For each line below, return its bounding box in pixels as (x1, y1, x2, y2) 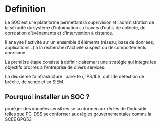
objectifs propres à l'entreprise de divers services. (5, 64, 106, 70)
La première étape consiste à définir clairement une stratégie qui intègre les (5, 59, 156, 65)
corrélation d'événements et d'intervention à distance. (5, 30, 113, 36)
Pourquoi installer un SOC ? (5, 93, 90, 101)
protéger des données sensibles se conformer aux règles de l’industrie (5, 106, 146, 111)
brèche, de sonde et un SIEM (5, 79, 63, 85)
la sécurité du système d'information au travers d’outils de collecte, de (5, 24, 145, 30)
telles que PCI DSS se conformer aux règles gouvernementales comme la (5, 111, 152, 117)
